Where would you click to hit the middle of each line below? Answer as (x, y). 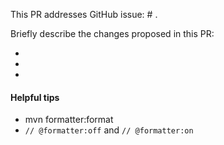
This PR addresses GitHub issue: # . (84, 14)
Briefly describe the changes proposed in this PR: (112, 33)
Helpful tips (35, 97)
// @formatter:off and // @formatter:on (109, 130)
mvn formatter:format (69, 120)
